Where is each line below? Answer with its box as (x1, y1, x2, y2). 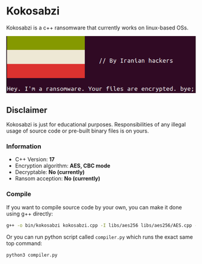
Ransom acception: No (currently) (14, 175, 100, 182)
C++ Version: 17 (14, 156, 55, 163)
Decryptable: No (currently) (14, 169, 85, 176)
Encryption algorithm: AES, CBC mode (14, 162, 111, 169)
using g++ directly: (6, 210, 54, 217)
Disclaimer (6, 105, 47, 115)
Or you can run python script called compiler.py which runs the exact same (6, 233, 194, 241)
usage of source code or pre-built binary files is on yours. (6, 127, 149, 134)
